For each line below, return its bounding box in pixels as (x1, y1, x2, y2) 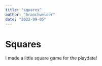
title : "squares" (5, 7, 42, 13)
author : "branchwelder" (5, 12, 56, 17)
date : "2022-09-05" (5, 17, 47, 22)
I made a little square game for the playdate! (5, 55, 97, 61)
